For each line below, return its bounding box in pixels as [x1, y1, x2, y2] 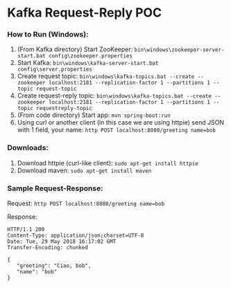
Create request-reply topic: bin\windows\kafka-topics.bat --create [17, 91, 212, 100]
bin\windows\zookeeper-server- [134, 46, 225, 53]
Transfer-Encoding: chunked [7, 244, 89, 251]
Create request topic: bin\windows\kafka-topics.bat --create [17, 72, 195, 80]
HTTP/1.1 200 [7, 226, 45, 233]
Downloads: [7, 143, 49, 153]
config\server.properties [17, 66, 92, 73]
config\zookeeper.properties [48, 53, 133, 60]
